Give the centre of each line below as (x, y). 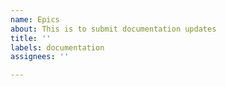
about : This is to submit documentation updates (113, 29)
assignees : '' (40, 57)
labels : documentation (57, 47)
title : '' (31, 38)
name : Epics (35, 19)
